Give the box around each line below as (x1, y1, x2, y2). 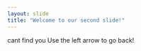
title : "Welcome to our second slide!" (7, 17, 125, 24)
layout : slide (7, 10, 50, 17)
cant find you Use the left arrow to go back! (7, 36, 135, 44)
